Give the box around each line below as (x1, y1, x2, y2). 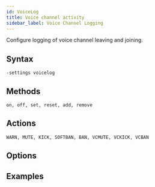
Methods (6, 86, 41, 96)
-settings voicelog (6, 70, 55, 76)
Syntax (6, 54, 34, 64)
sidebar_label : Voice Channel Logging (6, 20, 103, 26)
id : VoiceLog (6, 8, 39, 15)
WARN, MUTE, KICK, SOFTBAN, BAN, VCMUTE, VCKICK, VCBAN (6, 134, 149, 140)
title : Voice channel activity (6, 14, 85, 20)
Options (6, 151, 37, 161)
